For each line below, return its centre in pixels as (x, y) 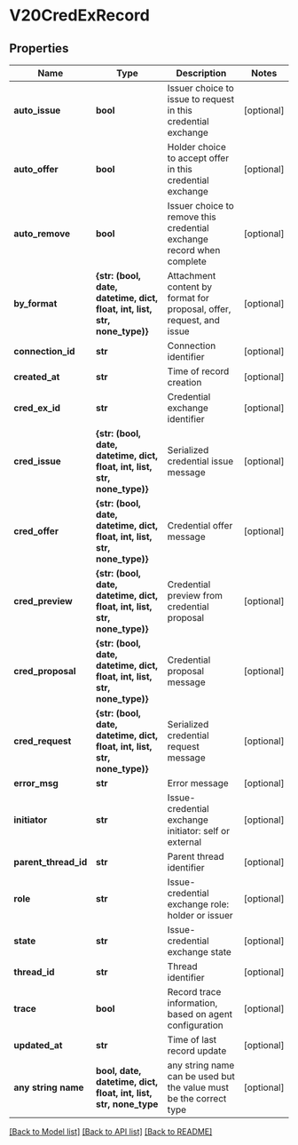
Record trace (194, 992)
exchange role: (198, 904)
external (184, 842)
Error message (198, 783)
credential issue (200, 461)
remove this (192, 217)
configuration (195, 1025)
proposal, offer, (199, 309)
